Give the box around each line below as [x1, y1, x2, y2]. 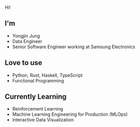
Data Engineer [12, 38, 42, 44]
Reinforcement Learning [12, 106, 63, 112]
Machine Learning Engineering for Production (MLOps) [12, 111, 128, 117]
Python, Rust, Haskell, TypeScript [12, 72, 83, 78]
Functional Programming [12, 77, 64, 83]
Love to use [5, 58, 42, 67]
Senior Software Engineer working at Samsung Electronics [12, 44, 135, 50]
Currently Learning [5, 92, 67, 101]
